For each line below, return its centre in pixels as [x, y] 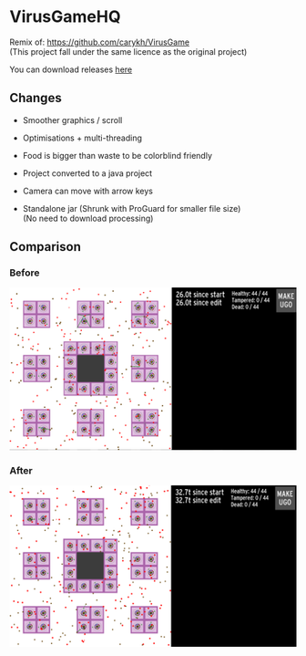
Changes [36, 98]
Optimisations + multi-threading [82, 138]
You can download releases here [71, 69]
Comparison [46, 247]
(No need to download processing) [88, 218]
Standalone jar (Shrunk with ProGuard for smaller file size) [132, 208]
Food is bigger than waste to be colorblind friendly [117, 155]
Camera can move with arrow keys [87, 191]
